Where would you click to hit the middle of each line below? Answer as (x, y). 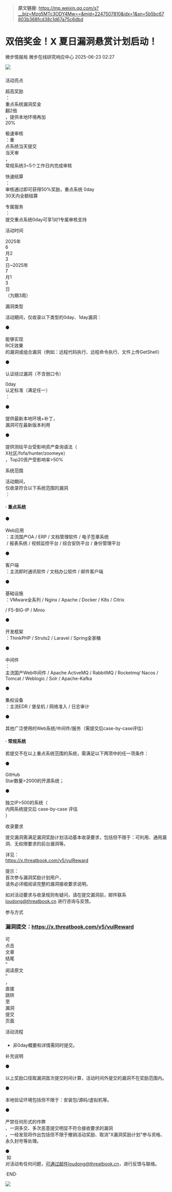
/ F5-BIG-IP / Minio (25, 610)
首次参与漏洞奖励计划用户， (35, 878)
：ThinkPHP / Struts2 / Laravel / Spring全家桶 (53, 638)
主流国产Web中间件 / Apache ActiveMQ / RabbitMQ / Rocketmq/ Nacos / (82, 673)
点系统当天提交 (21, 146)
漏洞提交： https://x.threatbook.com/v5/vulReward (70, 927)
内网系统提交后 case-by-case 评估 (41, 809)
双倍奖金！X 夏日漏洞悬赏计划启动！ (81, 42)
